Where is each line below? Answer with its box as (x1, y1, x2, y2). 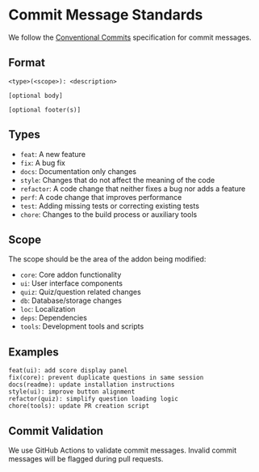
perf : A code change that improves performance (19, 192, 182, 202)
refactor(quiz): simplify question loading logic (8, 395, 179, 403)
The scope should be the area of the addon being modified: (8, 254, 207, 264)
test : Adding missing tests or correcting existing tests (19, 201, 200, 210)
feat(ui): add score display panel (8, 367, 128, 375)
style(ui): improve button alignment (8, 388, 136, 396)
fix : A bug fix (19, 158, 66, 168)
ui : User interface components (19, 279, 123, 288)
